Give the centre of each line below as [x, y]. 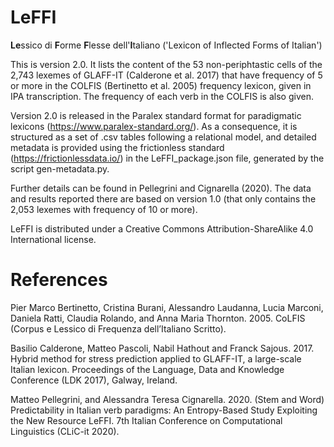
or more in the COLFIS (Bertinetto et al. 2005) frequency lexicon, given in [161, 85]
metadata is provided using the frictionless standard [117, 147]
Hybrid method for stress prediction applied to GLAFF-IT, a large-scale [156, 358]
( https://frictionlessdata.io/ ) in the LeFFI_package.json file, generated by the [167, 158]
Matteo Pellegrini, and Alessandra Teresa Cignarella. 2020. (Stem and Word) [167, 399]
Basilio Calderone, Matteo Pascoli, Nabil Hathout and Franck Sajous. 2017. [162, 348]
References [59, 280]
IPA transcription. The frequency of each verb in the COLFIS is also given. [162, 96]
